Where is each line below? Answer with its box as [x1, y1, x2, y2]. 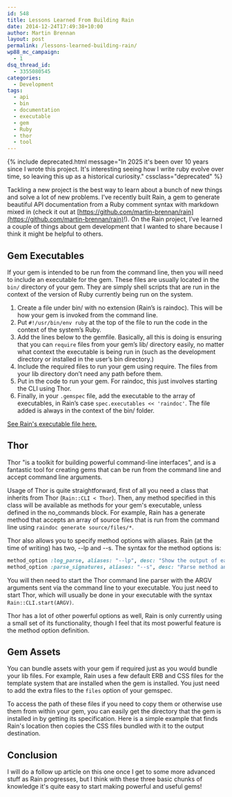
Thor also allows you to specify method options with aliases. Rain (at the [7, 536, 213, 545]
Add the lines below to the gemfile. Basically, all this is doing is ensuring [17, 332, 222, 341]
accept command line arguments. [7, 473, 103, 481]
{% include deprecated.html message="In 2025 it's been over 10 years [7, 158, 209, 166]
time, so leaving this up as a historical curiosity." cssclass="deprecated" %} [7, 172, 223, 180]
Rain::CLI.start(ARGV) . [7, 598, 75, 606]
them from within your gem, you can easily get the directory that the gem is [7, 707, 222, 715]
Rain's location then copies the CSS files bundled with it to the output [7, 722, 204, 730]
